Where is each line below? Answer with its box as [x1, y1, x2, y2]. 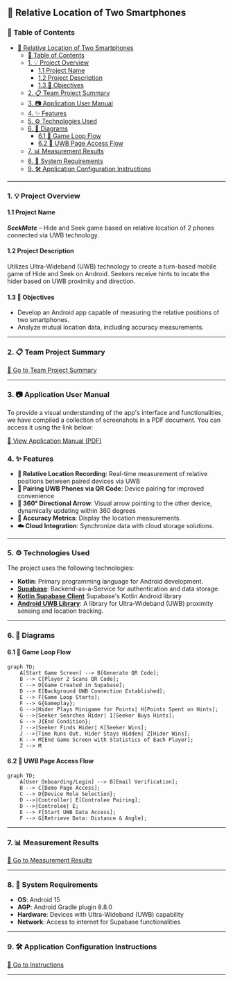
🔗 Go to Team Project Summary [7, 366, 97, 374]
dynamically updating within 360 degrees [17, 507, 137, 515]
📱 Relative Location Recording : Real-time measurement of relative [17, 470, 208, 478]
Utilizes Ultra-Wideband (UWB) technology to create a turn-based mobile [7, 262, 217, 271]
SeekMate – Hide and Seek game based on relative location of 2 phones [7, 223, 215, 232]
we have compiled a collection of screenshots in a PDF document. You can [7, 416, 221, 424]
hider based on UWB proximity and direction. [7, 277, 136, 285]
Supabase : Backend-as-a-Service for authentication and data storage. [17, 584, 220, 593]
